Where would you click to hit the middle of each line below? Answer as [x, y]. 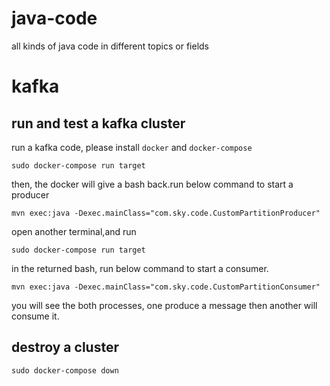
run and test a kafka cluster [98, 123]
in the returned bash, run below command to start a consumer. [140, 268]
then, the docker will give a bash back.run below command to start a [152, 184]
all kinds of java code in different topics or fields [110, 46]
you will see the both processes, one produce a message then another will [164, 305]
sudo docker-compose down [65, 370]
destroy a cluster [65, 347]
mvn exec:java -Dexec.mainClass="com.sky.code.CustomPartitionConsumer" [166, 287]
